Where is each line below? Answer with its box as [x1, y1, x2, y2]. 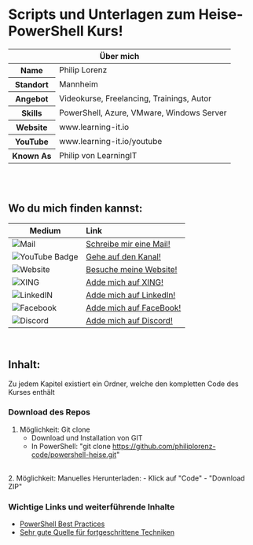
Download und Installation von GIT [31, 433, 143, 442]
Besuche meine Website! [86, 263, 178, 274]
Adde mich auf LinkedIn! [86, 289, 176, 300]
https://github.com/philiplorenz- [112, 441, 216, 451]
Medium [29, 225, 61, 236]
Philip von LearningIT [58, 149, 137, 160]
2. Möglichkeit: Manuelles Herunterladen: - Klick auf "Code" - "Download [8, 473, 245, 483]
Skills [20, 108, 42, 119]
